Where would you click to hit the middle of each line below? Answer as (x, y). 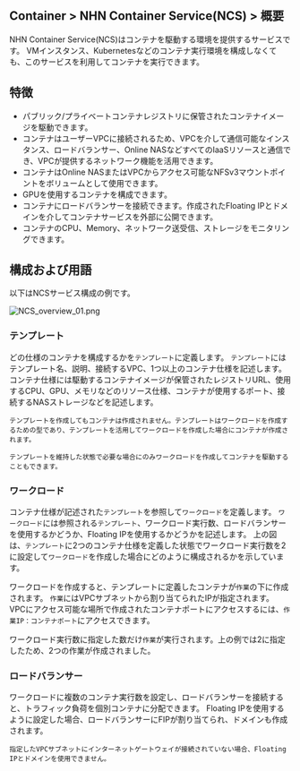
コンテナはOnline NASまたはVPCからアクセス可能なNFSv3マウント (146, 172)
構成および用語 (51, 270)
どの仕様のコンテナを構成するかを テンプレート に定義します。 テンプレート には (148, 357)
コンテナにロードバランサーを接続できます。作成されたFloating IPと (147, 205)
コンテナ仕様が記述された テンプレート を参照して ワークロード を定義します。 (143, 512)
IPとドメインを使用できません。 (60, 759)
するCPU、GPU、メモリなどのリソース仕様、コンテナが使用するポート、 (143, 390)
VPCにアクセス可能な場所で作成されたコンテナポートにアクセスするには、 (146, 609)
